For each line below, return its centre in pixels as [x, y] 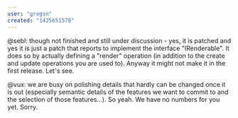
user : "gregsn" [30, 14]
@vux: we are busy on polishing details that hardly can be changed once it [117, 84]
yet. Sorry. [22, 107]
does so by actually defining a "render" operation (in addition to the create [116, 55]
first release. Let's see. [41, 71]
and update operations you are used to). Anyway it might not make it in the [117, 63]
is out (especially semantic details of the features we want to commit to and [118, 92]
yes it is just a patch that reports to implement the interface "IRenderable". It [118, 48]
